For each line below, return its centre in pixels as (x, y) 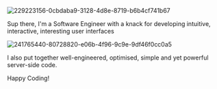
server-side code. (32, 65)
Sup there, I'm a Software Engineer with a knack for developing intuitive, (109, 24)
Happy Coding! (28, 78)
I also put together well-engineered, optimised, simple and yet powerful (108, 58)
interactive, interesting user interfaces (61, 31)
